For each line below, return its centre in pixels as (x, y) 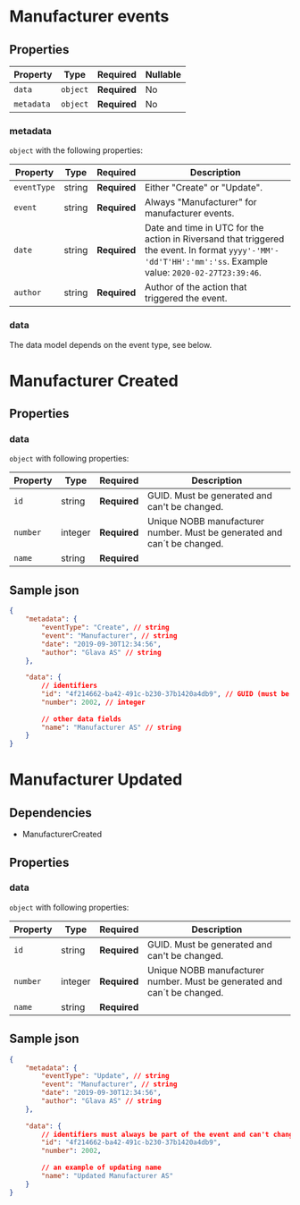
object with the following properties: (76, 150)
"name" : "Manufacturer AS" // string (111, 727)
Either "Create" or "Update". (204, 188)
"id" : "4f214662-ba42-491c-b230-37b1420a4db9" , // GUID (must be (166, 694)
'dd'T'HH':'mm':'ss (186, 262)
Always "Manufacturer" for (200, 202)
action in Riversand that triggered (214, 239)
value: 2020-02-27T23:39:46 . (203, 273)
